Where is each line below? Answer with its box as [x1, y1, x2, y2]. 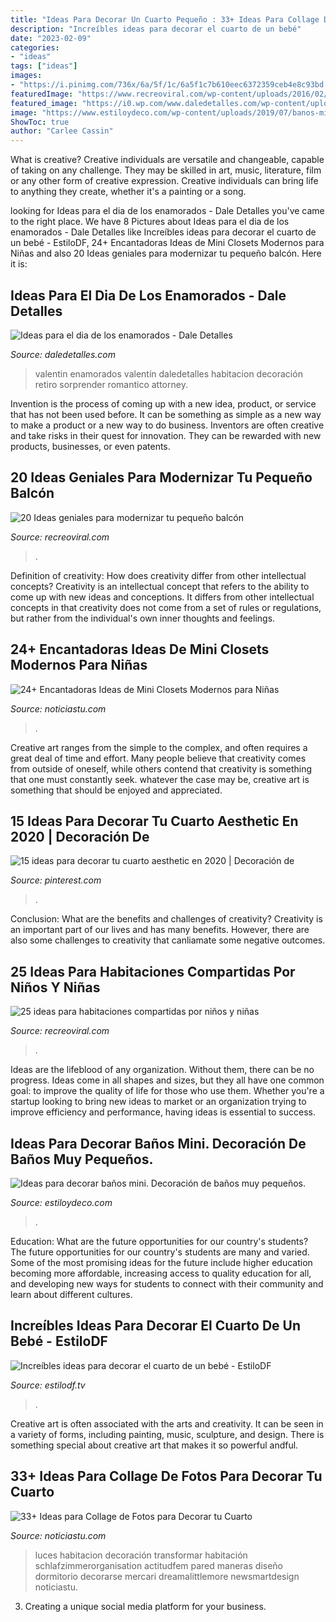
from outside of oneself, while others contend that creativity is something [10, 762, 313, 775]
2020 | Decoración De [10, 828, 150, 845]
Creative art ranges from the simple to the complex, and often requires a [10, 741, 308, 753]
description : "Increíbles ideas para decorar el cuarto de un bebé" [10, 24, 302, 34]
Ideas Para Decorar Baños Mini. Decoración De [10, 1135, 307, 1152]
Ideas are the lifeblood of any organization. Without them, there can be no [10, 1064, 315, 1076]
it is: [10, 258, 28, 270]
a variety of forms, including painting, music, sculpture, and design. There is [10, 1428, 325, 1440]
